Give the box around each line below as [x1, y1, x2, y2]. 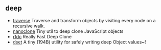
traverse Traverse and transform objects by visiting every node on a [12, 17, 156, 23]
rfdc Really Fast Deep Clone [12, 33, 72, 39]
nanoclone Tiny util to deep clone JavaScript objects [12, 28, 124, 34]
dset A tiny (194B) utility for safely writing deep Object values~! [12, 39, 147, 45]
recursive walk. [12, 23, 45, 29]
